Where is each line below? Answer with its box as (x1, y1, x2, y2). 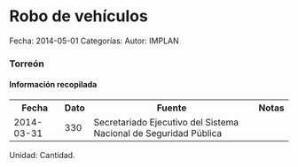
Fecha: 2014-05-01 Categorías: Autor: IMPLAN (9, 35, 179, 46)
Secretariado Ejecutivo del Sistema (93, 117, 239, 129)
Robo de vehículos (9, 6, 148, 27)
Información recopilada (9, 80, 98, 90)
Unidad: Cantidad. (9, 150, 75, 161)
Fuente (156, 102, 187, 114)
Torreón (9, 57, 44, 70)
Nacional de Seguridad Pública (93, 127, 223, 140)
